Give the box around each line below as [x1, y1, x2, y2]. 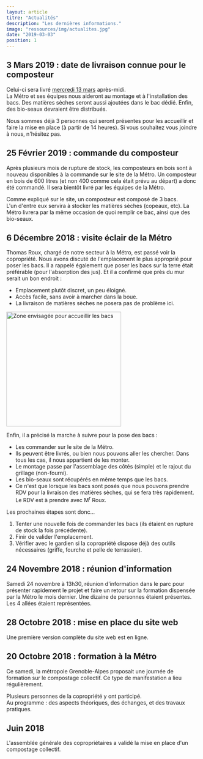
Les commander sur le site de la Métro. [15, 443, 114, 451]
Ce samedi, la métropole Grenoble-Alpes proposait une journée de [6, 667, 174, 675]
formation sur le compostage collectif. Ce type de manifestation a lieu [6, 674, 182, 681]
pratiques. [6, 705, 32, 713]
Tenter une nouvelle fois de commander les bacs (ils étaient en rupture [15, 520, 194, 528]
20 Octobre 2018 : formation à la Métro [6, 651, 157, 662]
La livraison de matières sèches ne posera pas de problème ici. [15, 300, 175, 307]
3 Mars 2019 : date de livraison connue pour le [6, 60, 186, 70]
